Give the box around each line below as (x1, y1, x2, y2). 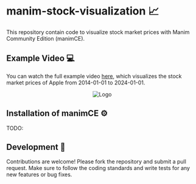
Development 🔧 (6, 141, 66, 152)
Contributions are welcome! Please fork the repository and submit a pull (6, 158, 187, 165)
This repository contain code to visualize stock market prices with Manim (6, 28, 190, 36)
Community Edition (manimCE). (6, 35, 85, 42)
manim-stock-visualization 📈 (6, 4, 159, 18)
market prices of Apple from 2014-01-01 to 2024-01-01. (6, 79, 145, 86)
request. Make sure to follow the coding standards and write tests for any (6, 165, 191, 172)
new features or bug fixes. (6, 171, 72, 179)
